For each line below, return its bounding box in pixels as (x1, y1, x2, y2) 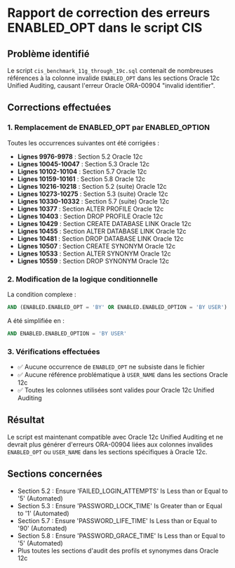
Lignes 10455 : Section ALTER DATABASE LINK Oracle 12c (17, 227, 187, 235)
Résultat (7, 414, 45, 426)
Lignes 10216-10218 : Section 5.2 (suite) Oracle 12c (17, 182, 167, 190)
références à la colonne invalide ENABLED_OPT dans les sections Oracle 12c (7, 74, 220, 82)
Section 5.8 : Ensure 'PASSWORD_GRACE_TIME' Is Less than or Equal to (17, 531, 226, 540)
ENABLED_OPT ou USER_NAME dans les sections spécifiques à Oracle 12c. (7, 447, 208, 456)
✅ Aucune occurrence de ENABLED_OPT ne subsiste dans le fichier (17, 363, 205, 371)
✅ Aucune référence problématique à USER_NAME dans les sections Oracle (17, 371, 229, 379)
